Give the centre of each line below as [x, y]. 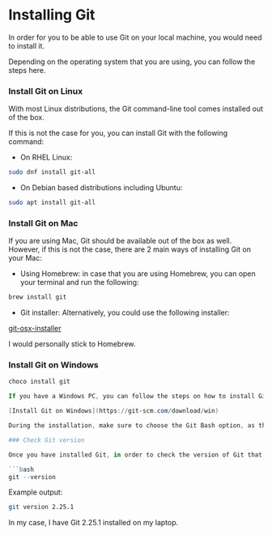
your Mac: [25, 258]
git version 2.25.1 [41, 507]
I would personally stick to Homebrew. [72, 344]
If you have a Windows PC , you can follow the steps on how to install [132, 397]
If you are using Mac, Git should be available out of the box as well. [120, 241]
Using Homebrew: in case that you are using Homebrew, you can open [138, 274]
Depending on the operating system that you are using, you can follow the [132, 62]
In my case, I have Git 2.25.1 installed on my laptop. [93, 523]
